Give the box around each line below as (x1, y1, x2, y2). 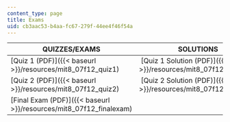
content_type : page (7, 10, 63, 17)
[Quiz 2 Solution (140, 76, 193, 86)
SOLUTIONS (177, 45, 218, 54)
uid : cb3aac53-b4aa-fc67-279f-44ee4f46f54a (7, 23, 133, 29)
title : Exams (7, 16, 44, 23)
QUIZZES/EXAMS (42, 45, 101, 54)
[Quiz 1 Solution (140, 56, 193, 66)
